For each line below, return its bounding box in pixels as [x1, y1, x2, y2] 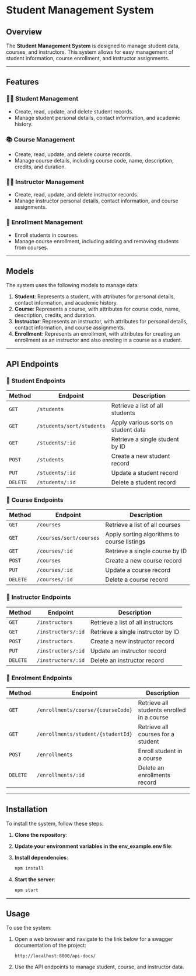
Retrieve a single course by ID [105, 547, 187, 556]
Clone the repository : [14, 831, 68, 838]
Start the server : [14, 875, 55, 883]
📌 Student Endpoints [6, 377, 66, 385]
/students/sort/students [37, 423, 106, 430]
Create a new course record [105, 557, 182, 565]
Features [6, 77, 39, 87]
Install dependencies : [14, 854, 68, 861]
